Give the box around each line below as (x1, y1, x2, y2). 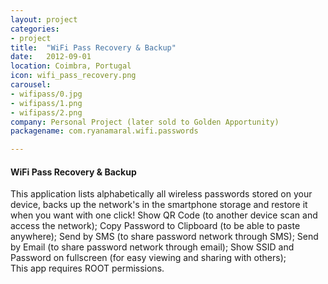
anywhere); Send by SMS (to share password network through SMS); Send (10, 231, 319, 243)
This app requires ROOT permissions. (10, 262, 165, 275)
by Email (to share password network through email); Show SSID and (10, 241, 295, 253)
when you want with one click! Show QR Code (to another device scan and (10, 209, 318, 221)
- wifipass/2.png (10, 107, 83, 118)
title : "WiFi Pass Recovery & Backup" (10, 42, 177, 53)
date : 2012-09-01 (10, 52, 92, 62)
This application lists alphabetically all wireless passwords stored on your (10, 188, 313, 200)
